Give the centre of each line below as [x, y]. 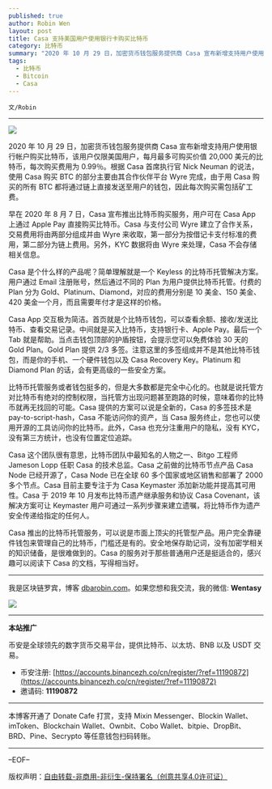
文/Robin [22, 107]
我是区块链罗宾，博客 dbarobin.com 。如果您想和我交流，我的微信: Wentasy [135, 588]
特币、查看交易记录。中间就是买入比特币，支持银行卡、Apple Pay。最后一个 [135, 329]
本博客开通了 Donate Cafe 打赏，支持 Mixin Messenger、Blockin [116, 715]
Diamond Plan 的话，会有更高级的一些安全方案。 [89, 370]
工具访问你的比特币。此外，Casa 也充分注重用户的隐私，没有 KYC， [150, 427]
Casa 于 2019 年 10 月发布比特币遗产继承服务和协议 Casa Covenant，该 [141, 495]
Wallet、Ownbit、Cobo [120, 726]
